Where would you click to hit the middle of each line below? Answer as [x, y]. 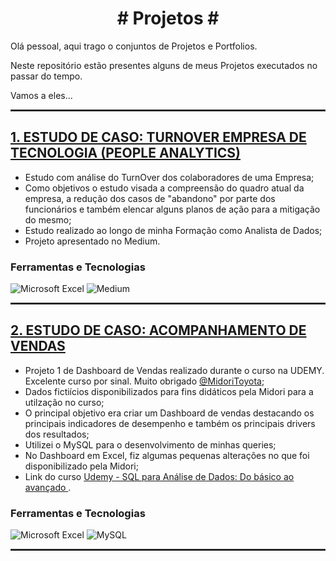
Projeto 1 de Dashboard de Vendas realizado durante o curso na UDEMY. [174, 370]
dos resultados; [57, 434]
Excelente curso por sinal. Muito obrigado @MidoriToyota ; [144, 381]
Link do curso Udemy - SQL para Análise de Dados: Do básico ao [159, 476]
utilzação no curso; [64, 402]
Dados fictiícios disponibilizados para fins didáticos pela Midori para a [169, 391]
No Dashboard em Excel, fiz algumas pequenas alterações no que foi [167, 455]
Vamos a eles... [41, 95]
